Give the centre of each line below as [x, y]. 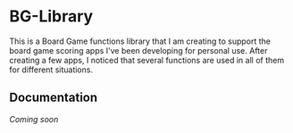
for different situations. [51, 70]
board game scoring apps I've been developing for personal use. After [138, 50]
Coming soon [34, 119]
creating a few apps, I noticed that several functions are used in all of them [146, 60]
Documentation [54, 98]
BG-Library [51, 17]
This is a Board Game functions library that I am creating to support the [140, 41]
